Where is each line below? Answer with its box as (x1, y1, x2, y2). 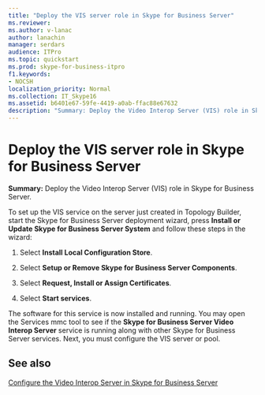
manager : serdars (8, 41, 65, 49)
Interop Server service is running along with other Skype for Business (8, 325, 236, 335)
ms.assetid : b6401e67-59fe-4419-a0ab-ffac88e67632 (8, 99, 178, 107)
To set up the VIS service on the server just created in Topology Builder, (8, 207, 242, 217)
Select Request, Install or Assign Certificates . (19, 278, 172, 288)
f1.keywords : (8, 70, 51, 78)
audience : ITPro (8, 48, 62, 56)
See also (8, 356, 51, 371)
